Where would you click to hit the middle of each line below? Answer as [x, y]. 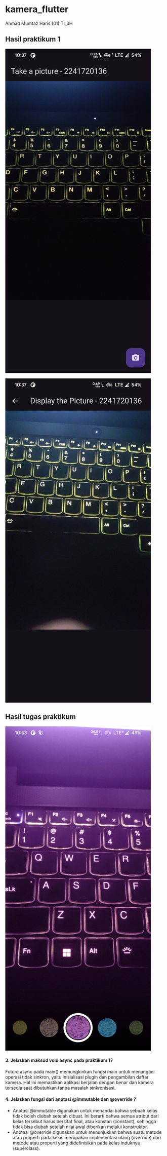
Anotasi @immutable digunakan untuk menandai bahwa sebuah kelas [85, 1110]
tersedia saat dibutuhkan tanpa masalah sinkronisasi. [60, 1088]
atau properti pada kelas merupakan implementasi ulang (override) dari [87, 1137]
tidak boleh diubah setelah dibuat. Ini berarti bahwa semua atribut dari [86, 1116]
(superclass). [26, 1148]
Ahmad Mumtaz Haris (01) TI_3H [39, 23]
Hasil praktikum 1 [33, 39]
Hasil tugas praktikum [40, 717]
